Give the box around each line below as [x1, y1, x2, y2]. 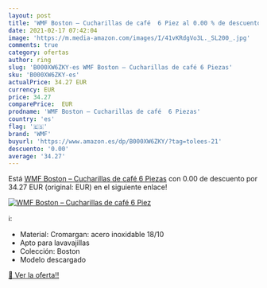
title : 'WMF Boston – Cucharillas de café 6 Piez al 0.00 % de [8, 19, 226, 27]
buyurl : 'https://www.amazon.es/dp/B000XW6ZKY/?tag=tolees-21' [8, 137, 222, 146]
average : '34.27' [8, 152, 66, 160]
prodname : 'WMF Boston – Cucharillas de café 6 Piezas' [8, 108, 201, 116]
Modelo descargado [19, 255, 86, 265]
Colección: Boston [19, 247, 81, 256]
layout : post [8, 11, 52, 20]
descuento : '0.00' [8, 145, 69, 153]
